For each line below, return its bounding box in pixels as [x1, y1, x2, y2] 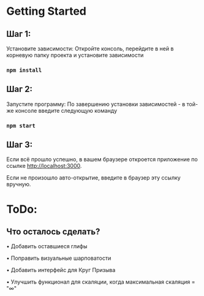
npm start [6, 122, 36, 129]
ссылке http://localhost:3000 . [6, 162, 82, 170]
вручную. [6, 181, 31, 188]
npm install [6, 66, 42, 74]
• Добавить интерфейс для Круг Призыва [6, 267, 116, 274]
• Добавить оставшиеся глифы [6, 243, 88, 250]
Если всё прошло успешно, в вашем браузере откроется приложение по [6, 156, 198, 163]
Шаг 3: [6, 140, 33, 150]
